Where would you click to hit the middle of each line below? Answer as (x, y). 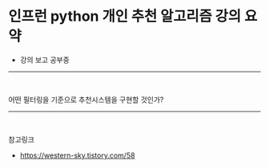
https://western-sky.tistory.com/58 (77, 155)
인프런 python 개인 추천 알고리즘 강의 (125, 16)
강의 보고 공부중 (44, 60)
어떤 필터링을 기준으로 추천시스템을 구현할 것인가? (86, 100)
